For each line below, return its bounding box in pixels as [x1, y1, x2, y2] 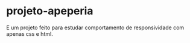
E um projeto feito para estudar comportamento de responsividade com [6, 24, 185, 31]
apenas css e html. [6, 30, 53, 37]
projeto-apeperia [6, 4, 93, 18]
